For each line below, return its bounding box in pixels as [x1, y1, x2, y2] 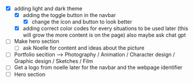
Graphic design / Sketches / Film [14, 58, 93, 65]
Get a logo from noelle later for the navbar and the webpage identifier [14, 64, 183, 71]
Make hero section [14, 38, 59, 45]
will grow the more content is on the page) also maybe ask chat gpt [22, 32, 186, 39]
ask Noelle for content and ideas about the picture [22, 44, 145, 52]
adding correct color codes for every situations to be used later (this [22, 25, 189, 32]
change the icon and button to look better [31, 18, 133, 25]
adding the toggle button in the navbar [22, 12, 116, 19]
